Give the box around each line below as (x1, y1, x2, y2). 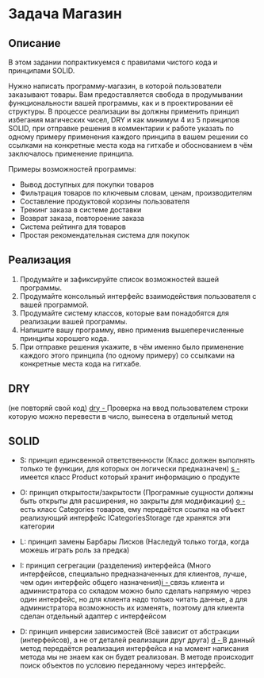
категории (19, 521, 55, 531)
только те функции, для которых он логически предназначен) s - (19, 464, 240, 474)
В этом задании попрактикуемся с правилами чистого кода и (8, 57, 218, 67)
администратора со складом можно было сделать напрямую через (19, 586, 251, 596)
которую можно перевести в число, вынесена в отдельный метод (8, 411, 233, 421)
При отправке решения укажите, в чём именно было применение (19, 342, 244, 351)
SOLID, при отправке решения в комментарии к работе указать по (8, 124, 235, 133)
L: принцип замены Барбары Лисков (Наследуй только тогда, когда (19, 537, 250, 547)
